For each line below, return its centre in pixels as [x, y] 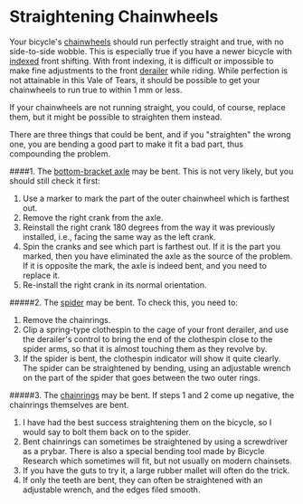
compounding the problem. [60, 153]
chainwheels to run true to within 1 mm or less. [96, 90]
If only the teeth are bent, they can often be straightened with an [142, 480]
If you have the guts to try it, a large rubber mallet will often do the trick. [156, 470]
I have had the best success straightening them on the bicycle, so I [147, 422]
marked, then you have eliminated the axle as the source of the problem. [157, 256]
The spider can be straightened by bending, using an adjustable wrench [156, 367]
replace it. [41, 275]
